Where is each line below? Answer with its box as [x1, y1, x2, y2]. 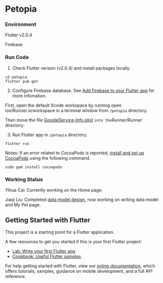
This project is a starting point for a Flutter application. [5, 229, 115, 235]
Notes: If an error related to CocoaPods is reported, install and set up [5, 150, 144, 156]
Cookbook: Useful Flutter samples [12, 253, 81, 259]
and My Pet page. [5, 202, 41, 208]
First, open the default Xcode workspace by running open [5, 102, 121, 108]
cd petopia [5, 75, 27, 80]
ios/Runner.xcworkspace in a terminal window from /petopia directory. [5, 107, 148, 113]
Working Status [5, 176, 43, 183]
